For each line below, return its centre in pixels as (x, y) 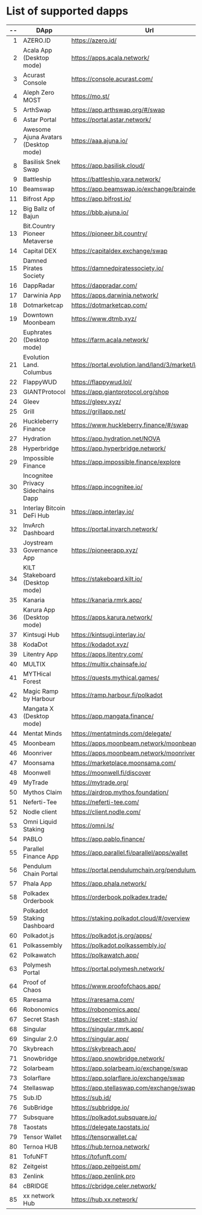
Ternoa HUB (41, 1146)
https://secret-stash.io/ (105, 1019)
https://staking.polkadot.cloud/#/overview (131, 918)
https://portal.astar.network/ (111, 119)
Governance (41, 550)
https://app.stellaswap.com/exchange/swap (133, 1088)
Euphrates (38, 332)
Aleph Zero (39, 92)
